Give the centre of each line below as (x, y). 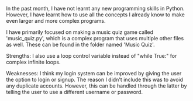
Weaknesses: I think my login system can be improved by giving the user (94, 73)
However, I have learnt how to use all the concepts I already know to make (96, 15)
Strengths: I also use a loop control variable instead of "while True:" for (92, 56)
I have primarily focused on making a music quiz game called (80, 32)
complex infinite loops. (33, 62)
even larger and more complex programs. (56, 21)
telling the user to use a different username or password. (75, 92)
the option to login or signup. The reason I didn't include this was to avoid (94, 79)
